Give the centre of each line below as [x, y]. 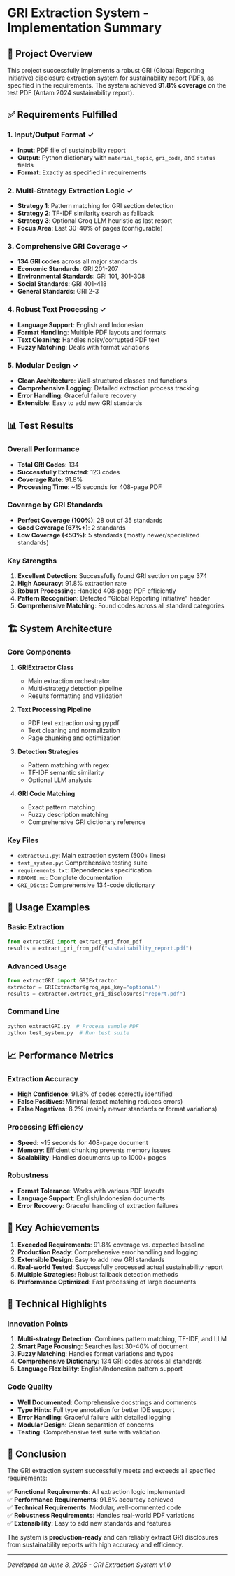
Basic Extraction [36, 927]
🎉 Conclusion [37, 1454]
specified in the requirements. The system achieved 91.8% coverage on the [117, 85]
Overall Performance [43, 449]
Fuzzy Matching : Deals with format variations [83, 347]
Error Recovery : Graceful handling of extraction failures [98, 1205]
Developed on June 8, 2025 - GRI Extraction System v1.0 [89, 1565]
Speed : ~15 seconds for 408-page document [83, 1142]
